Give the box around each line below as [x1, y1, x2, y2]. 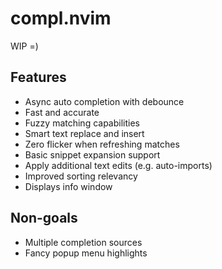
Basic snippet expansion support [24, 148, 161, 161]
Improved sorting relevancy [24, 170, 138, 182]
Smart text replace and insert [24, 127, 145, 139]
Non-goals [10, 210, 78, 227]
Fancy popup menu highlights [24, 247, 148, 259]
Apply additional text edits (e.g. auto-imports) [24, 159, 213, 171]
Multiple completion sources [24, 236, 143, 248]
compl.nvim [10, 7, 112, 30]
